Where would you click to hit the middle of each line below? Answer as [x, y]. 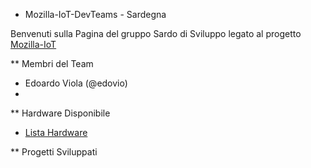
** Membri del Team [52, 63]
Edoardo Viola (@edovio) [76, 83]
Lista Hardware [56, 132]
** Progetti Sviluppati [54, 152]
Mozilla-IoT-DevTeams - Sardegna [95, 14]
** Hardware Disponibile [60, 113]
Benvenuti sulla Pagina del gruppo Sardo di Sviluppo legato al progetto [156, 33]
